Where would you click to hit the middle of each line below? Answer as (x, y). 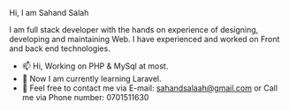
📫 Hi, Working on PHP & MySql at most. (95, 66)
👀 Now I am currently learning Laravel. (91, 79)
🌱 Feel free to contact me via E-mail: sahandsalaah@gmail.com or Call (150, 88)
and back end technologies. (60, 48)
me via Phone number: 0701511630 (85, 97)
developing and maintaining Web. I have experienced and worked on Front (144, 39)
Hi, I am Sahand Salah (49, 13)
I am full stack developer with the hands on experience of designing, (134, 29)
